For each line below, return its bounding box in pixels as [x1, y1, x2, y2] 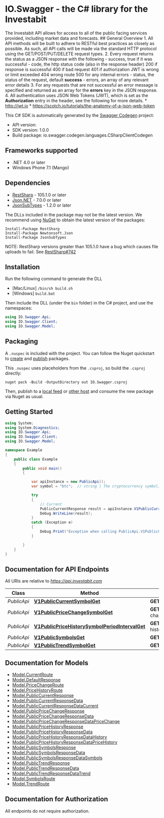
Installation [5, 263, 40, 271]
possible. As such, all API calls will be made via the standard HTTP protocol [5, 46, 157, 51]
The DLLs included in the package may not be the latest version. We [5, 211, 143, 217]
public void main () [22, 466, 62, 471]
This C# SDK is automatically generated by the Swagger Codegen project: [5, 112, 154, 118]
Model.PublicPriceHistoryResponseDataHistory [12, 734, 107, 740]
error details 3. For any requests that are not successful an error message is [5, 82, 158, 88]
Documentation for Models [5, 658, 89, 667]
